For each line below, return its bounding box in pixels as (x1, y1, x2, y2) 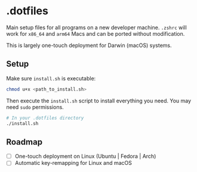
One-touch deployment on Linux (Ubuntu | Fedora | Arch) (14, 153, 156, 160)
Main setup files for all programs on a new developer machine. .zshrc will (6, 24, 187, 31)
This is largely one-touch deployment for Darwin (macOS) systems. (6, 42, 172, 49)
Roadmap (6, 137, 43, 147)
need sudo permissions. (6, 103, 64, 111)
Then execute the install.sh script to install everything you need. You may (6, 97, 192, 104)
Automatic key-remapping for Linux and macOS (14, 160, 133, 167)
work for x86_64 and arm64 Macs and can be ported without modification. (6, 30, 185, 37)
